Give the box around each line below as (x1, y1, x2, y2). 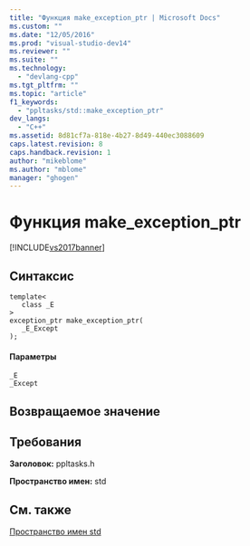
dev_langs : (9, 114, 51, 123)
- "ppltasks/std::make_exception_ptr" (17, 106, 165, 115)
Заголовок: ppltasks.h (9, 458, 95, 469)
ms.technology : (9, 64, 67, 73)
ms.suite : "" (9, 55, 59, 64)
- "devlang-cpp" (17, 72, 79, 81)
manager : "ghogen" (9, 173, 79, 182)
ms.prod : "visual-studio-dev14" (9, 38, 131, 48)
